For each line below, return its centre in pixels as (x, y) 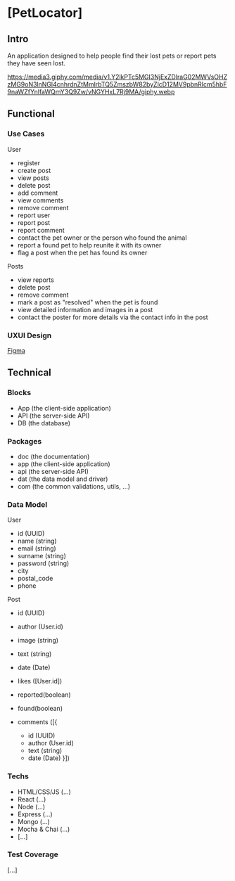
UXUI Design (30, 335)
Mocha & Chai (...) (44, 829)
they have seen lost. (36, 63)
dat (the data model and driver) (63, 479)
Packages (25, 441)
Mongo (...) (34, 821)
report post (34, 222)
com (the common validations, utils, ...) (74, 486)
